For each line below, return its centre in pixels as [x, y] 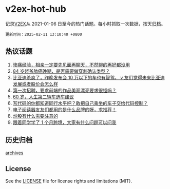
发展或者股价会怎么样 [35, 84]
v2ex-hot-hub [36, 9]
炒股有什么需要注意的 [35, 116]
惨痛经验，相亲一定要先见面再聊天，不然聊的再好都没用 [71, 65]
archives [14, 153]
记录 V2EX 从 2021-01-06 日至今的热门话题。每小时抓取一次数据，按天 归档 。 [86, 24]
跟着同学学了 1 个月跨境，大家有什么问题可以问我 [64, 122]
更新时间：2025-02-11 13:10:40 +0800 [44, 34]
